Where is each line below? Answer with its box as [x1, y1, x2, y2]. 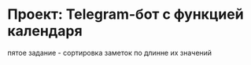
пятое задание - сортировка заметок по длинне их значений [7, 48, 212, 57]
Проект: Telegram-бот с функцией [7, 5, 245, 23]
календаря [7, 22, 83, 40]
